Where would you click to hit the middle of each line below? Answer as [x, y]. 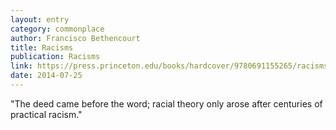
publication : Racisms [55, 57]
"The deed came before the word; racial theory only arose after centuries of [166, 103]
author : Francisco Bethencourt [75, 38]
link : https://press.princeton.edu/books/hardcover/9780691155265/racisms [169, 66]
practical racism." [46, 114]
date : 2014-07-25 [46, 76]
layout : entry [40, 19]
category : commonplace [57, 29]
